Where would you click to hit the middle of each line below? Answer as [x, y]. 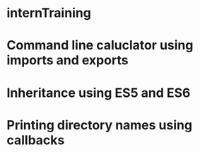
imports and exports [67, 60]
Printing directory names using [99, 125]
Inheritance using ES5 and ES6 [99, 93]
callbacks [36, 140]
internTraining [49, 13]
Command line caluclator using [100, 46]
